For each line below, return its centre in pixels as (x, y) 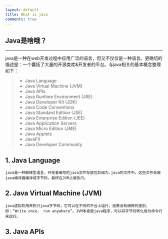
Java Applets (38, 134)
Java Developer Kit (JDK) (51, 102)
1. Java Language (33, 160)
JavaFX (33, 139)
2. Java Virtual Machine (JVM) (53, 193)
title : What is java (27, 14)
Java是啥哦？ (26, 40)
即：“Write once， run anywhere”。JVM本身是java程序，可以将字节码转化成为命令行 (84, 211)
